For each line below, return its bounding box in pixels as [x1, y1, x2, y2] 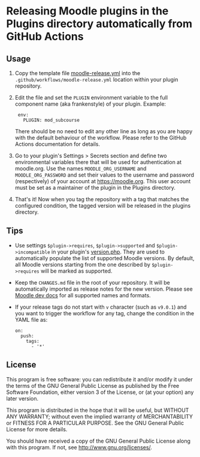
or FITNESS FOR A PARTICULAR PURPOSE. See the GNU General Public [6, 419, 184, 426]
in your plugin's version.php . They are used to [51, 248, 165, 255]
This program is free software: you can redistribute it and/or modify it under [6, 375, 193, 383]
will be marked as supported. [41, 267, 113, 274]
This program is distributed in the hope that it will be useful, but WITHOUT [6, 407, 189, 414]
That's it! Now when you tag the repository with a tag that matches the [14, 196, 189, 202]
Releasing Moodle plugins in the [6, 4, 169, 18]
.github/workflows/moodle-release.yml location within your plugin [14, 76, 178, 83]
